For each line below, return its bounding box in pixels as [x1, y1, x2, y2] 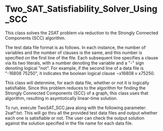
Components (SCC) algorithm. [5, 35, 66, 41]
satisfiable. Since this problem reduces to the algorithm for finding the [5, 85, 146, 91]
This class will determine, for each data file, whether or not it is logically [5, 79, 150, 86]
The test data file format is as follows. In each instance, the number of [5, 44, 146, 50]
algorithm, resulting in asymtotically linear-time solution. [5, 95, 118, 101]
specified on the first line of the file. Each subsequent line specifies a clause [5, 55, 159, 60]
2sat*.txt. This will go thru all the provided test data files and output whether [5, 110, 158, 115]
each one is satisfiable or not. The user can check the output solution [5, 115, 145, 121]
